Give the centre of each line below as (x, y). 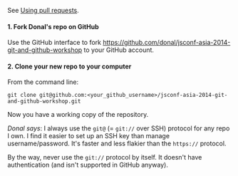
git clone (22, 95)
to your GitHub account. (119, 50)
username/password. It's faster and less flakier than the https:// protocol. (117, 144)
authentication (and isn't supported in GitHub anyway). (88, 165)
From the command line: (43, 82)
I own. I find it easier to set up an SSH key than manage (88, 136)
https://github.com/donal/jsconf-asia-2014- (167, 43)
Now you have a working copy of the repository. (78, 115)
